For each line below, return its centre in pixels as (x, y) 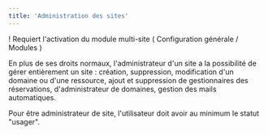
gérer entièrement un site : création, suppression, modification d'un (121, 72)
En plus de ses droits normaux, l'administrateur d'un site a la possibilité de (133, 63)
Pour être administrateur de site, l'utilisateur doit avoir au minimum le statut (134, 113)
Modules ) (25, 47)
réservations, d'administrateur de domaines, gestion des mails (112, 89)
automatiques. (32, 97)
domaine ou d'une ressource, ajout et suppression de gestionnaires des (129, 80)
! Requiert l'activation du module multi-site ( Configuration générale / (123, 39)
